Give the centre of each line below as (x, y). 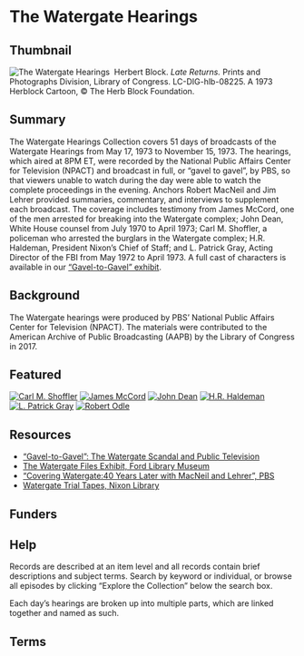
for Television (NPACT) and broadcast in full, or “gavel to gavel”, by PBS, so (150, 171)
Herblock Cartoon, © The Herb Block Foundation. (102, 91)
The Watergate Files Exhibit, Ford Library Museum (116, 466)
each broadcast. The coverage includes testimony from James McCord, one (152, 209)
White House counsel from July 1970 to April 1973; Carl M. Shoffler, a (138, 228)
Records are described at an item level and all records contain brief (135, 567)
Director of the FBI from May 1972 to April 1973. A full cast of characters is (148, 257)
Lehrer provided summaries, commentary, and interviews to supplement (144, 199)
